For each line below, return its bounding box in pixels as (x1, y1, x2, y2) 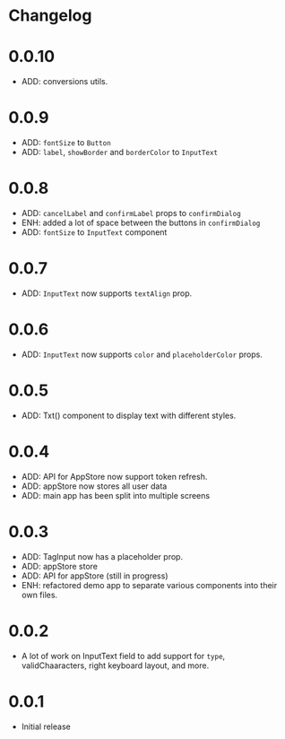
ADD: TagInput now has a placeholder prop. (21, 551, 184, 561)
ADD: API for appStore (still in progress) (21, 570, 168, 581)
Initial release (21, 721, 71, 732)
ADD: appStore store (21, 561, 99, 571)
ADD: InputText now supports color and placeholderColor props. (21, 349, 263, 360)
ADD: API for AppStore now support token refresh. (21, 471, 208, 482)
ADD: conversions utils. (21, 76, 108, 87)
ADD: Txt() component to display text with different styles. (21, 410, 237, 421)
